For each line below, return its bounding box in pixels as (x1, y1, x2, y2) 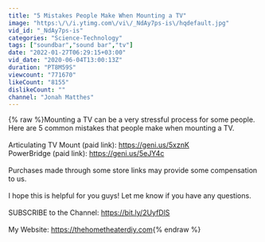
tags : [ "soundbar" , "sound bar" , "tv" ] (8, 41, 134, 49)
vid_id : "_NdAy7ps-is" (8, 26, 84, 34)
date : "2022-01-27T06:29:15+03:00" (8, 49, 127, 57)
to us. (8, 174, 27, 184)
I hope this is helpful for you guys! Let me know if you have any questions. (8, 191, 252, 201)
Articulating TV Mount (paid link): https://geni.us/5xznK (8, 140, 189, 150)
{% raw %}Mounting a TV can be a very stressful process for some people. (8, 115, 255, 124)
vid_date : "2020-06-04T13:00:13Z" (8, 57, 123, 64)
